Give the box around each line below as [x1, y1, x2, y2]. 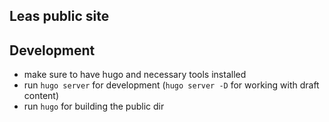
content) [23, 90, 60, 102]
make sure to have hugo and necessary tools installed [23, 69, 247, 81]
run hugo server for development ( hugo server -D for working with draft [23, 79, 320, 91]
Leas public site [9, 8, 110, 25]
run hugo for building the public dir [23, 100, 165, 113]
